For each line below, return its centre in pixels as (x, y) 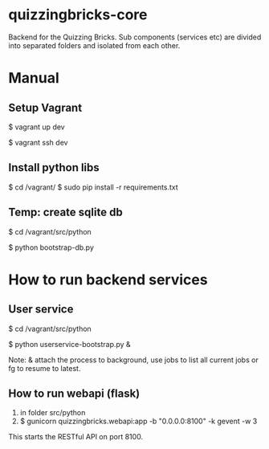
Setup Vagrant (45, 107)
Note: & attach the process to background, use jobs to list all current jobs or (133, 360)
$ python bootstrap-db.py (51, 247)
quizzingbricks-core (78, 15)
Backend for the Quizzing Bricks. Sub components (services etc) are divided (135, 37)
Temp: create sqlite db (65, 212)
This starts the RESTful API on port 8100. (75, 437)
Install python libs (54, 167)
